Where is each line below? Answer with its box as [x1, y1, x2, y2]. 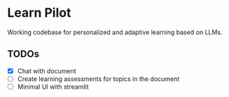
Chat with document [17, 66, 76, 75]
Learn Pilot [7, 5, 71, 21]
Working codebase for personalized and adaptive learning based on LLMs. [7, 28, 223, 36]
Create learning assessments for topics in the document [17, 75, 180, 83]
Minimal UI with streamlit [17, 82, 89, 91]
